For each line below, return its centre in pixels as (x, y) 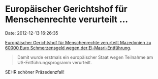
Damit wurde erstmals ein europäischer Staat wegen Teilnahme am (85, 57)
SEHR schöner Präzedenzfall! (35, 72)
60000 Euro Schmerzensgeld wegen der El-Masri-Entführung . (68, 48)
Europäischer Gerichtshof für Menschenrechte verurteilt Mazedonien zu (78, 42)
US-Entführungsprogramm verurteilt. (54, 62)
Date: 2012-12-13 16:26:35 (32, 33)
